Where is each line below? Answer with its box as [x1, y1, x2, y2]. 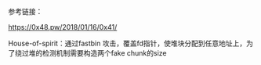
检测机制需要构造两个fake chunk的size [42, 49, 167, 57]
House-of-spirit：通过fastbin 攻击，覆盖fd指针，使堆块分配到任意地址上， [8, 38, 247, 48]
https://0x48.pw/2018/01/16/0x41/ [8, 23, 118, 31]
